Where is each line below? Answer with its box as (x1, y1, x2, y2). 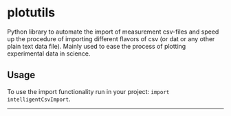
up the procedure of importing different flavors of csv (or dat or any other (7, 34, 215, 43)
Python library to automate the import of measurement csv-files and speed (7, 27, 219, 36)
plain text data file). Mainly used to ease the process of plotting (7, 42, 186, 50)
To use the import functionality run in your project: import (7, 87, 170, 95)
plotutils (7, 5, 56, 21)
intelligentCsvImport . (7, 95, 71, 103)
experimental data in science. (7, 49, 91, 58)
